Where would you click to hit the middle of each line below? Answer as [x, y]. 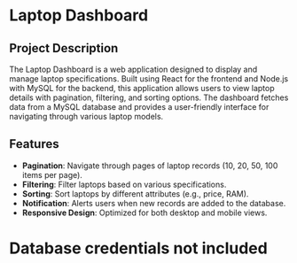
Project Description [64, 48]
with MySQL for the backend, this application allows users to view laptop [142, 88]
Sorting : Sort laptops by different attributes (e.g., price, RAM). [135, 193]
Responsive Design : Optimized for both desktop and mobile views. [145, 213]
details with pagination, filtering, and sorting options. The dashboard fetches [149, 97]
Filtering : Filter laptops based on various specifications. [124, 184]
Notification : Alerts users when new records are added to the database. [154, 203]
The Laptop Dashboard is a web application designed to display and [133, 69]
